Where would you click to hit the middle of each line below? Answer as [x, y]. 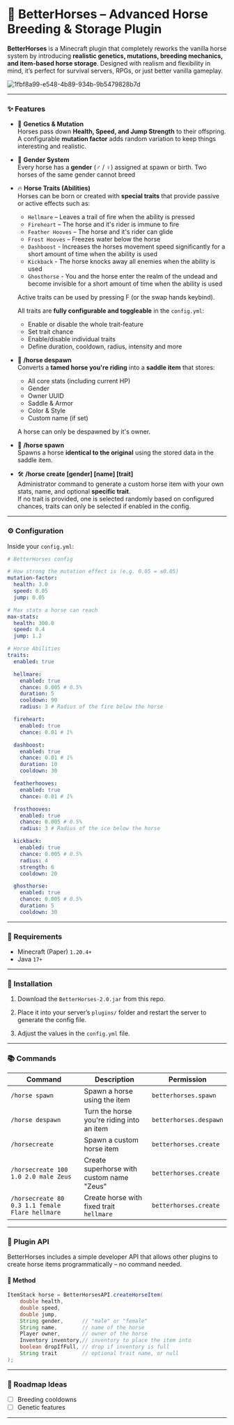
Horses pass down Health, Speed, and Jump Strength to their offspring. [122, 131]
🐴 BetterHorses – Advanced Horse [108, 14]
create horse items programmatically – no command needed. [95, 1264]
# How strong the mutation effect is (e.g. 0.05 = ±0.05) [93, 572]
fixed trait [100, 1206]
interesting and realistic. [52, 147]
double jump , [39, 1314]
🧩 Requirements [35, 936]
